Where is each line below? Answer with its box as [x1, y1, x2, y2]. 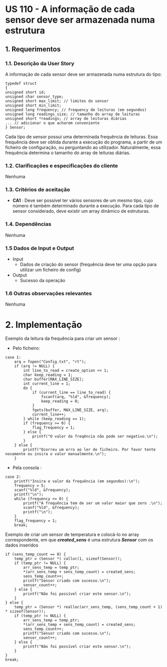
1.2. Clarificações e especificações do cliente [5, 162, 118, 169]
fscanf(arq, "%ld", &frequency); [41, 394, 111, 399]
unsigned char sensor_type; [5, 94, 64, 99]
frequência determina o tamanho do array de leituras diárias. [5, 150, 131, 156]
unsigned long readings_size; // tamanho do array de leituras [5, 111, 140, 116]
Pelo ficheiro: [12, 345, 40, 351]
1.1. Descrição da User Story [5, 60, 75, 67]
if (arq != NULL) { [14, 364, 55, 369]
